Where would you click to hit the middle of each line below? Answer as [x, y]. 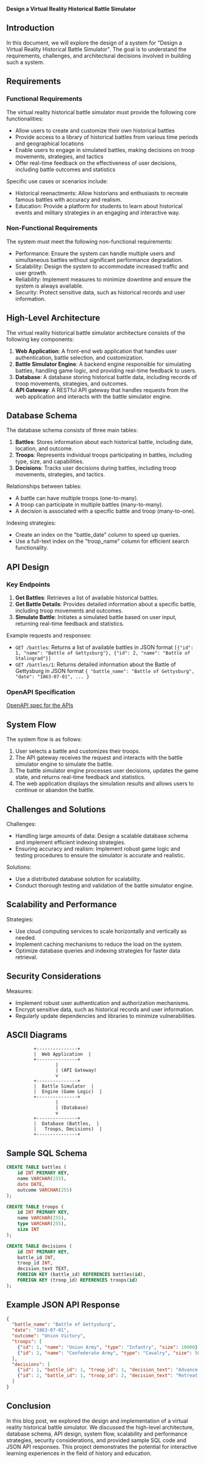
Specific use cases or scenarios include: [57, 181]
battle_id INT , [37, 1257]
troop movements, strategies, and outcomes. [71, 383]
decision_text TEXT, [43, 1269]
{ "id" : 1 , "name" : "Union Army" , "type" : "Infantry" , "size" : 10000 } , [109, 1347]
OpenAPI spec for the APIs [40, 705]
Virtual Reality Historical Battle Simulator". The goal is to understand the [96, 49]
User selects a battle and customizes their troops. [77, 751]
